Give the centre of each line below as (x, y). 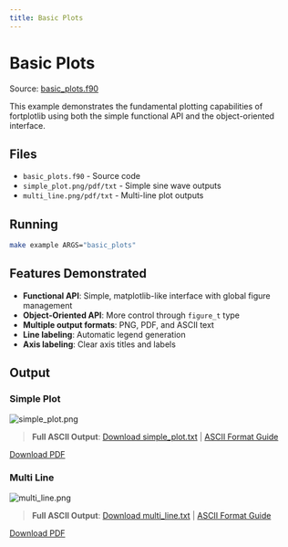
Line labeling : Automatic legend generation (104, 334)
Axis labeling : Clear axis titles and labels (99, 344)
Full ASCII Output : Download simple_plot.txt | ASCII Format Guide (155, 437)
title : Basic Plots (46, 18)
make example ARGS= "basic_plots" (73, 246)
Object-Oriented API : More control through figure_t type (131, 315)
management (47, 305)
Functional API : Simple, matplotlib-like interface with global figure (146, 295)
